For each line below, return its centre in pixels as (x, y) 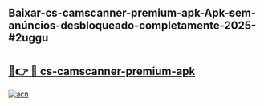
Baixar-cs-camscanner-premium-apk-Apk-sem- (132, 13)
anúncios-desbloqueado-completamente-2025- (132, 26)
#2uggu (28, 38)
